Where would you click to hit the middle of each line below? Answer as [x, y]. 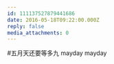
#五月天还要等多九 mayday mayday [57, 53]
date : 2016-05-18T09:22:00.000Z [53, 20]
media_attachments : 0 [38, 33]
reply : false [26, 26]
